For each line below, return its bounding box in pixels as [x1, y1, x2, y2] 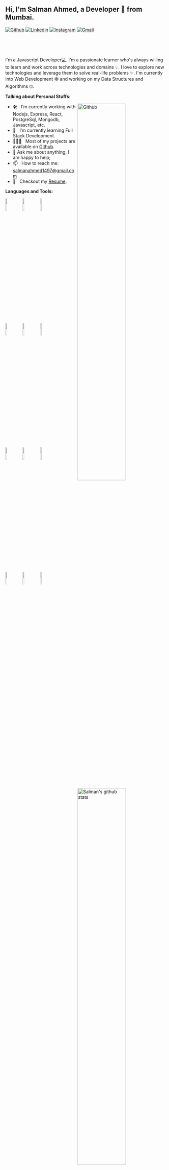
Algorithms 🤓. [5, 83, 35, 89]
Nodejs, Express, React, [12, 111, 63, 117]
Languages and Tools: [5, 188, 53, 194]
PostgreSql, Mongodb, [12, 116, 60, 123]
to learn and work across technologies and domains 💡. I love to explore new [5, 64, 164, 70]
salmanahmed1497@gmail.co [12, 167, 75, 174]
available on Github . [12, 144, 55, 150]
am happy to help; [12, 154, 51, 160]
